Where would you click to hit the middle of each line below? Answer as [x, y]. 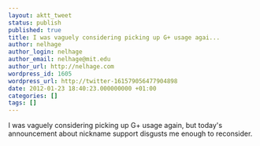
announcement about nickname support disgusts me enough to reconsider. [130, 133]
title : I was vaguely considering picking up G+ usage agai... [114, 37]
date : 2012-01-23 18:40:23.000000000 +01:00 [82, 88]
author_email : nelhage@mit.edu [59, 60]
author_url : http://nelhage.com [61, 67]
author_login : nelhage [45, 52]
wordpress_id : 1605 [40, 74]
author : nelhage [35, 45]
